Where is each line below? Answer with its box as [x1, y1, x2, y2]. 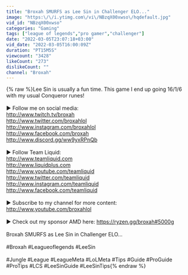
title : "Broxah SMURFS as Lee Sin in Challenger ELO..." [6, 8, 150, 15]
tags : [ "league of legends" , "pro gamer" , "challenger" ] [6, 31, 145, 37]
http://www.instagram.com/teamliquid [6, 181, 99, 188]
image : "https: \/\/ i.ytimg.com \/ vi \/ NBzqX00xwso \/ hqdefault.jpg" [6, 14, 171, 20]
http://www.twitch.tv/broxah [6, 111, 75, 118]
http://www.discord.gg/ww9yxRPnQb [6, 136, 98, 143]
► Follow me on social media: [6, 105, 79, 112]
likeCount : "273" [6, 58, 49, 64]
